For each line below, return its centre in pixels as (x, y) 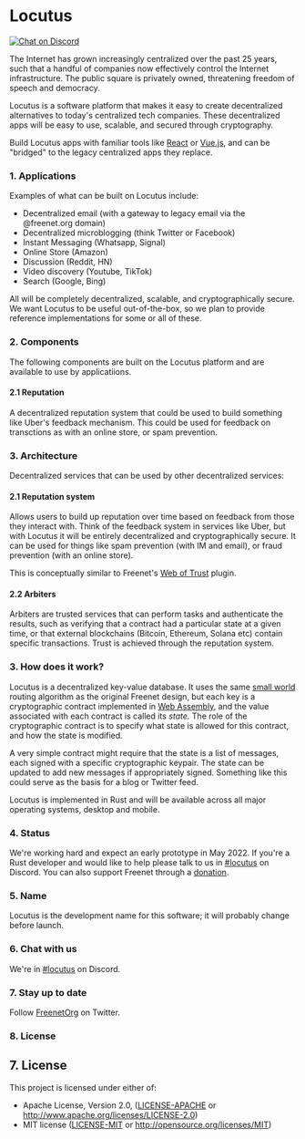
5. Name (28, 896)
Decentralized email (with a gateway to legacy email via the (134, 213)
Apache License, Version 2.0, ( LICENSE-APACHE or (119, 1105)
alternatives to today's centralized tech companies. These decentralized (145, 115)
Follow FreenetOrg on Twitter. (65, 1012)
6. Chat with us (43, 949)
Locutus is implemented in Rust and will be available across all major (138, 800)
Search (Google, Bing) (64, 281)
